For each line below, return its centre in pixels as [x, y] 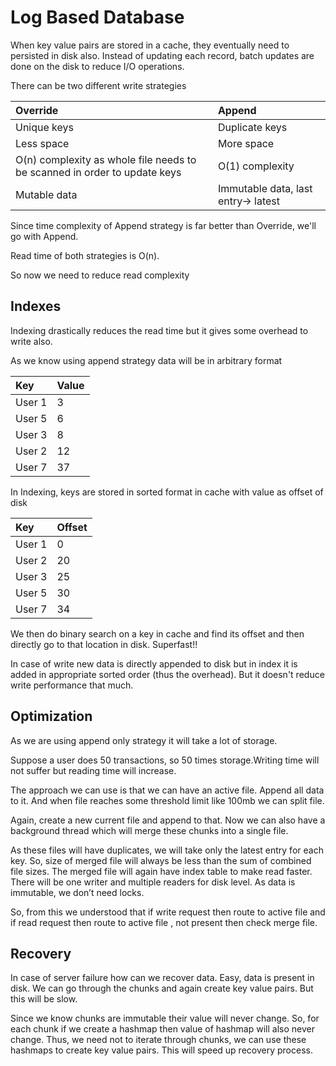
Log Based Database [97, 17]
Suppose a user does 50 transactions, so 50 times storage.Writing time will [165, 760]
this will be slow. [44, 999]
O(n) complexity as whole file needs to [106, 159]
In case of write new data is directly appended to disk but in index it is [154, 663]
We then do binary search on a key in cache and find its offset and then [157, 633]
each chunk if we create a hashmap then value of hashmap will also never [162, 1029]
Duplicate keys [252, 127]
